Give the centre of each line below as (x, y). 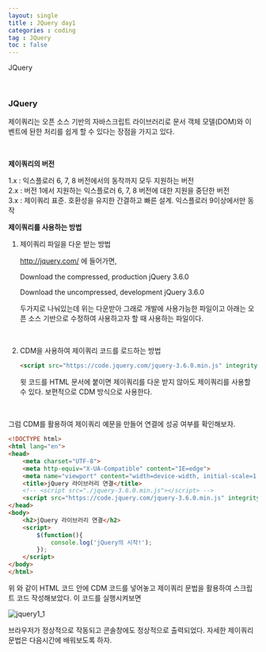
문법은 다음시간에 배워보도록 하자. (60, 640)
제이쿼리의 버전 (32, 164)
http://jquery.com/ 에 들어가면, (68, 261)
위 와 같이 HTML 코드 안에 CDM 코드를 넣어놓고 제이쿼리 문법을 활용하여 (120, 588)
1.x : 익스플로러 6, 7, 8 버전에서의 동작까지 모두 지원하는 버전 (101, 181)
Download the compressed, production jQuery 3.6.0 (104, 277)
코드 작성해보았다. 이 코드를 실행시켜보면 (79, 598)
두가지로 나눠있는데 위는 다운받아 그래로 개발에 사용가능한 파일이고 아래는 (133, 309)
